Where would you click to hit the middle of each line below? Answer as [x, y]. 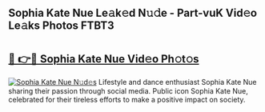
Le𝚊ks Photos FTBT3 [61, 26]
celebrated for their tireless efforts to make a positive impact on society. [127, 100]
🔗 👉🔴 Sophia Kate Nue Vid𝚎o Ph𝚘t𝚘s [104, 59]
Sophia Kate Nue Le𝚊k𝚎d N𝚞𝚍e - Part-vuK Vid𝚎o [133, 13]
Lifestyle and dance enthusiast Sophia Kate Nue [178, 82]
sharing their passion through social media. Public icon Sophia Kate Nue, [128, 91]
